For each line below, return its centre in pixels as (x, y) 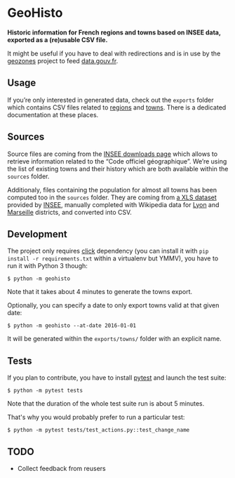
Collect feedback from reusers (62, 469)
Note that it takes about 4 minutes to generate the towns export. (100, 292)
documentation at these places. (53, 114)
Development (38, 234)
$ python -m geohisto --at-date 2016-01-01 (72, 326)
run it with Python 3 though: (47, 266)
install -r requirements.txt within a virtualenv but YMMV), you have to (113, 258)
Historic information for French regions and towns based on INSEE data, (114, 32)
